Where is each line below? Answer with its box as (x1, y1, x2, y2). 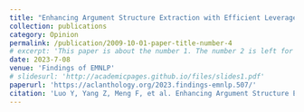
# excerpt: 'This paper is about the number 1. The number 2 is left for (9, 47, 294, 56)
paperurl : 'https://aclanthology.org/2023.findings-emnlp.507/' (9, 80, 257, 89)
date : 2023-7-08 (9, 55, 71, 64)
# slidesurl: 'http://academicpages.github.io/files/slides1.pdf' (9, 72, 265, 81)
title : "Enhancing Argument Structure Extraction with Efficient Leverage (9, 13, 298, 23)
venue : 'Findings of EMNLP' (9, 64, 116, 73)
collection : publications (9, 22, 107, 31)
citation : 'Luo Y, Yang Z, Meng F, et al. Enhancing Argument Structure (9, 89, 290, 98)
